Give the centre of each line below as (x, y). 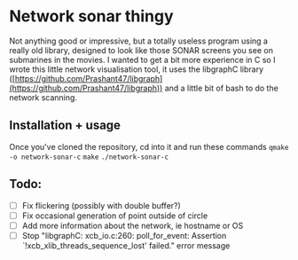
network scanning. (43, 97)
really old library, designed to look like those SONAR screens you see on (141, 50)
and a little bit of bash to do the (222, 88)
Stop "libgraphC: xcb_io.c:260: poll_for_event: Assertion (124, 235)
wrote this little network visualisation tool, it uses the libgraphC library (137, 69)
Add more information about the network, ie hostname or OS (133, 225)
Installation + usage (65, 126)
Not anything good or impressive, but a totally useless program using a (139, 41)
